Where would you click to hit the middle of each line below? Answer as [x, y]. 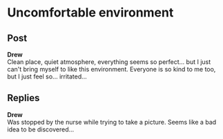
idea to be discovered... [41, 129]
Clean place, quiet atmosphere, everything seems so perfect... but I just [109, 62]
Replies [23, 98]
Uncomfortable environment [90, 13]
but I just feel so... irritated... [47, 76]
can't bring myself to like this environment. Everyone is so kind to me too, [111, 69]
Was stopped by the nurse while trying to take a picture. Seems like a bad [112, 122]
